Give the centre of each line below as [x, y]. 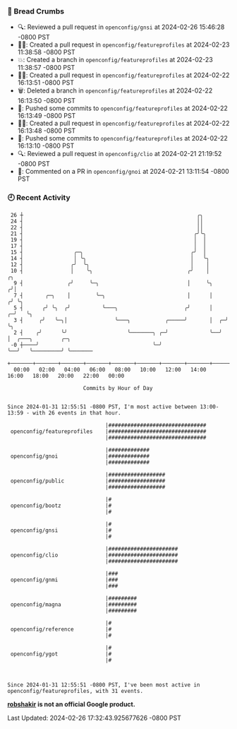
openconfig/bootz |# [61, 505]
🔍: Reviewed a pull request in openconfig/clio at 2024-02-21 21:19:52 [120, 154]
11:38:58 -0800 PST [46, 52]
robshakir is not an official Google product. [71, 704]
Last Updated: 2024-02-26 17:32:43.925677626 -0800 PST [95, 718]
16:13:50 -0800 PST [47, 101]
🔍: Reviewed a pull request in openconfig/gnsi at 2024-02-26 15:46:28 [121, 27]
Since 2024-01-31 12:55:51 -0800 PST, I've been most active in [104, 684]
